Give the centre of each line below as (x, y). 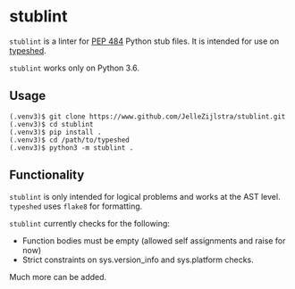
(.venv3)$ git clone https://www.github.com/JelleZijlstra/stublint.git (147, 116)
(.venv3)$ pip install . (55, 132)
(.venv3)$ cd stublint (51, 124)
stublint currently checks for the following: (89, 223)
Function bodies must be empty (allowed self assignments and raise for (154, 240)
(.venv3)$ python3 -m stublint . (72, 148)
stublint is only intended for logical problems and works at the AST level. (145, 196)
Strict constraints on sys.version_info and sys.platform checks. (138, 260)
